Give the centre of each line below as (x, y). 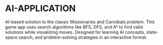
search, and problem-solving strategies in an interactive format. (83, 37)
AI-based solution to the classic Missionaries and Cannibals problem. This (80, 22)
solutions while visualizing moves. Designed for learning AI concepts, (75, 32)
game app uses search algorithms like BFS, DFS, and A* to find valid (74, 27)
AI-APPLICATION (41, 8)
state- (152, 32)
